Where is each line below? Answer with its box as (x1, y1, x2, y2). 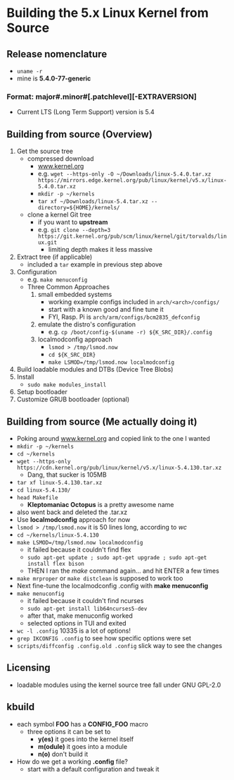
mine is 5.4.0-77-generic (16, 74, 91, 83)
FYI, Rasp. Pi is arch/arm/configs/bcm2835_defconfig (48, 312, 200, 322)
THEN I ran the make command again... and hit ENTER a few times (27, 566, 219, 575)
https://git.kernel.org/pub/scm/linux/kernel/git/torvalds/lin (37, 233, 227, 240)
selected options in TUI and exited (27, 618, 127, 627)
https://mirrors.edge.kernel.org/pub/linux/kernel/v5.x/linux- (37, 177, 227, 184)
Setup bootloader (16, 388, 68, 396)
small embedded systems (37, 291, 112, 299)
